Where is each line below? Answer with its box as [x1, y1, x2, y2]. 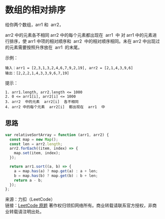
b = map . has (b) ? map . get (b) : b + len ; [14, 173, 98, 178]
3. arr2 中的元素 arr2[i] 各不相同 [5, 99, 79, 104]
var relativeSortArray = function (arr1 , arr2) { [5, 132, 109, 137]
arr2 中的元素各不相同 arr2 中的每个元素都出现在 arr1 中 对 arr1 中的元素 [5, 32, 153, 38]
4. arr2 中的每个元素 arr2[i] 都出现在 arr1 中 [5, 104, 105, 109]
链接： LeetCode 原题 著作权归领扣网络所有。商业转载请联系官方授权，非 [5, 202, 153, 209]
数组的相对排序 [5, 4, 66, 16]
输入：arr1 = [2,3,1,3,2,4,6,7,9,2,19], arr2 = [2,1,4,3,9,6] [5, 65, 133, 70]
